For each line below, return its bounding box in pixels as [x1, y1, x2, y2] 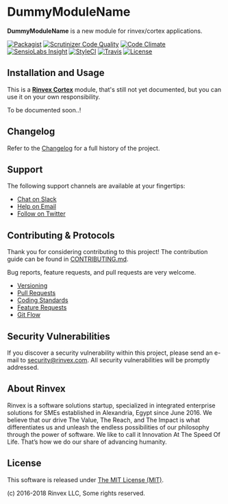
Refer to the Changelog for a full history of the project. [7, 144, 160, 152]
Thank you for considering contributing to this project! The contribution [7, 248, 208, 256]
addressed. [7, 364, 39, 371]
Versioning [16, 281, 48, 290]
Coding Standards [16, 296, 68, 305]
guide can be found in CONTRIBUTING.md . [7, 255, 129, 264]
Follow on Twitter [16, 210, 66, 218]
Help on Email [16, 203, 57, 211]
